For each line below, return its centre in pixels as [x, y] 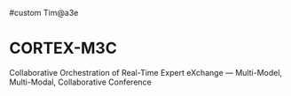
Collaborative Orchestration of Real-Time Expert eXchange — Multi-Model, [145, 72]
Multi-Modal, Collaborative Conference [81, 82]
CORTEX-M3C [63, 48]
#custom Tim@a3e [44, 13]
